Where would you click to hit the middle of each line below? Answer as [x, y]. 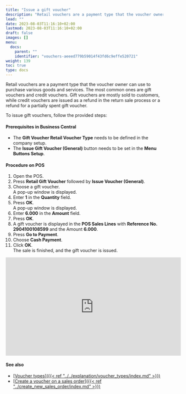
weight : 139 [18, 61]
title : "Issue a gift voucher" [38, 10]
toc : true [16, 65]
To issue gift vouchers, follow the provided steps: [56, 115]
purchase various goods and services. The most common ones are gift [78, 90]
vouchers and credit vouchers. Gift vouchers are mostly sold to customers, [83, 95]
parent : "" [26, 51]
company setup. [29, 143]
